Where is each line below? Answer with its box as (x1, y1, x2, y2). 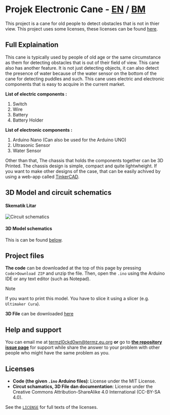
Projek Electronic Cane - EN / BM (5, 4, 146, 15)
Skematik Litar (5, 202, 37, 209)
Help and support (5, 325, 62, 334)
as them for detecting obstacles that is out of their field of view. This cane (5, 60, 160, 66)
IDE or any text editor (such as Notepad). (5, 276, 91, 282)
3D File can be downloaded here (5, 311, 74, 317)
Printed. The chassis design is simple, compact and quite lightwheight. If (5, 163, 157, 169)
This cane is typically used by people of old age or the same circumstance (5, 54, 161, 60)
